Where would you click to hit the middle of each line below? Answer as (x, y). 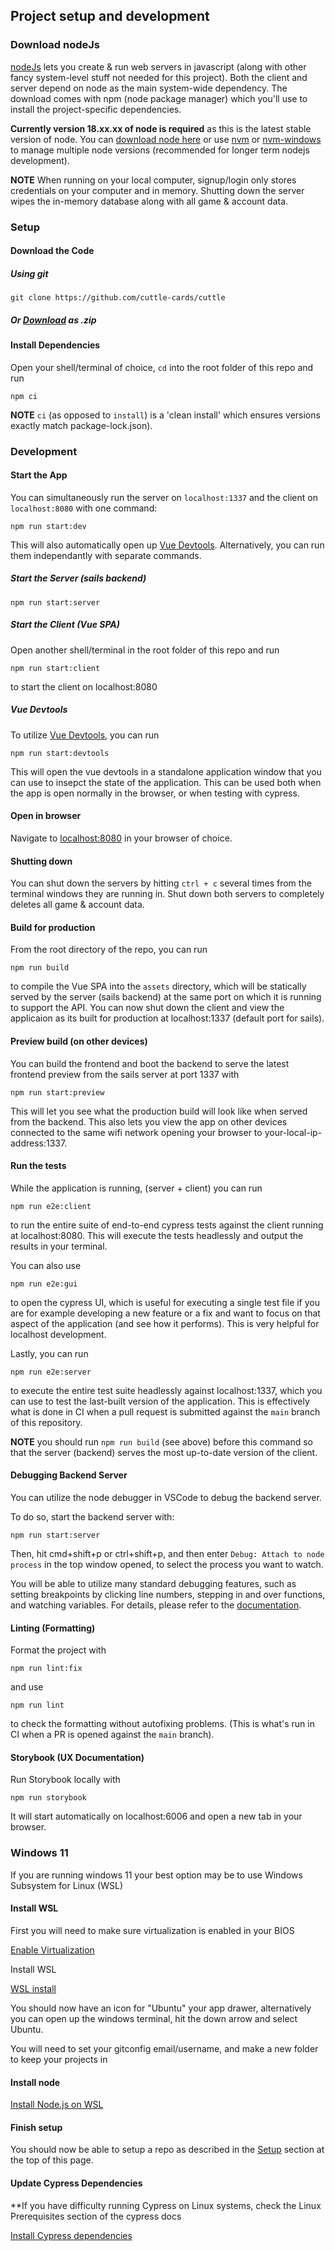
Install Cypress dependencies (71, 2235)
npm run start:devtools (60, 753)
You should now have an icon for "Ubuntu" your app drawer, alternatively (161, 2008)
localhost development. (58, 1334)
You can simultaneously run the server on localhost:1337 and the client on (164, 497)
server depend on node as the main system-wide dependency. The (149, 88)
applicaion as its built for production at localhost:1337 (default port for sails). (167, 1018)
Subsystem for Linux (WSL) (67, 1885)
